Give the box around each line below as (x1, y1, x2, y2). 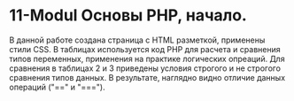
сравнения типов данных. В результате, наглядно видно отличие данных (9, 72, 286, 82)
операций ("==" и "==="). (9, 82, 106, 92)
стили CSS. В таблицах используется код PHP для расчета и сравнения (9, 43, 281, 54)
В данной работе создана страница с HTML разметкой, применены (9, 35, 266, 45)
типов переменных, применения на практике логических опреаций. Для (9, 53, 285, 64)
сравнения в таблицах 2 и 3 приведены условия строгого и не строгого (9, 63, 282, 74)
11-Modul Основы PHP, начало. (9, 5, 248, 26)
